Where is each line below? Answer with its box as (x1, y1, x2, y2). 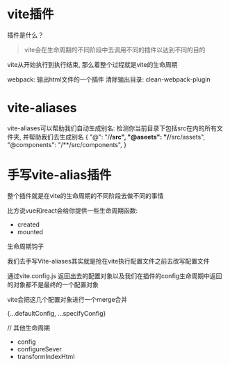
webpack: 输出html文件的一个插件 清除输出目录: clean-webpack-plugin (7, 75, 211, 84)
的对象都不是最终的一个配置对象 (7, 280, 99, 289)
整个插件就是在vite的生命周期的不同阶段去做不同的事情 (7, 191, 164, 199)
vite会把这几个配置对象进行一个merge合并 (7, 295, 128, 303)
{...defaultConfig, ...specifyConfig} (7, 309, 106, 317)
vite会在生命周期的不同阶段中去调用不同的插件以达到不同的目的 (24, 45, 206, 54)
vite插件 (7, 6, 54, 22)
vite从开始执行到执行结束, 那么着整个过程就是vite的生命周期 (7, 60, 178, 68)
